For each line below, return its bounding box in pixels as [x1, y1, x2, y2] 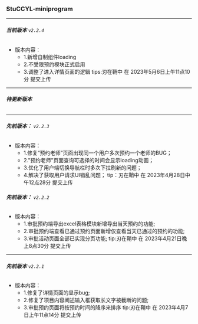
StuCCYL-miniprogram [6, 5, 73, 13]
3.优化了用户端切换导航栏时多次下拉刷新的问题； [23, 164, 142, 171]
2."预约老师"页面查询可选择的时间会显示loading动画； [23, 156, 154, 163]
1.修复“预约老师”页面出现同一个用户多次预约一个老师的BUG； [23, 149, 172, 156]
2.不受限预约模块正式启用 [23, 61, 85, 68]
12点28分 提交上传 [28, 179, 73, 186]
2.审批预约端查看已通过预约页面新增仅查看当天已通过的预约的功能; [23, 228, 185, 235]
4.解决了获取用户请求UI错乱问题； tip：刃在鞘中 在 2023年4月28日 [23, 171, 186, 178]
